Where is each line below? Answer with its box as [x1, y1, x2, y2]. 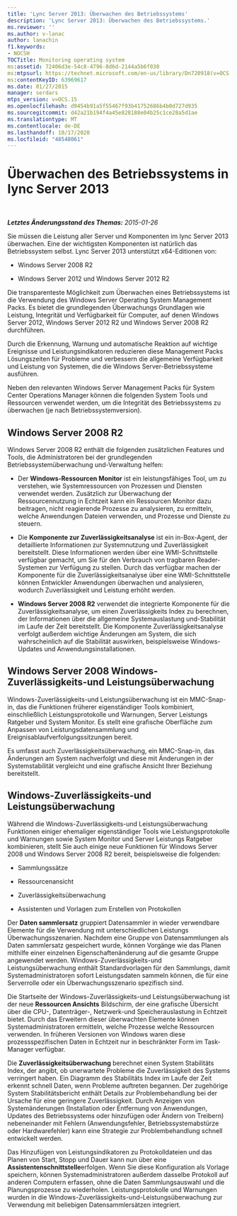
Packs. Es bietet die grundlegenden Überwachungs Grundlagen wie [7, 303, 205, 312]
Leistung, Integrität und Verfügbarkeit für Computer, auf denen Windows [7, 311, 219, 320]
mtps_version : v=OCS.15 [7, 96, 78, 103]
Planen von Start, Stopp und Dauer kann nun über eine [7, 1155, 167, 1164]
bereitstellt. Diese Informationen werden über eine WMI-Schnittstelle [17, 548, 218, 556]
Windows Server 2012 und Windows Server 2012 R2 [17, 274, 170, 283]
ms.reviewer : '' [7, 23, 55, 30]
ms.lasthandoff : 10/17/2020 [7, 129, 91, 136]
